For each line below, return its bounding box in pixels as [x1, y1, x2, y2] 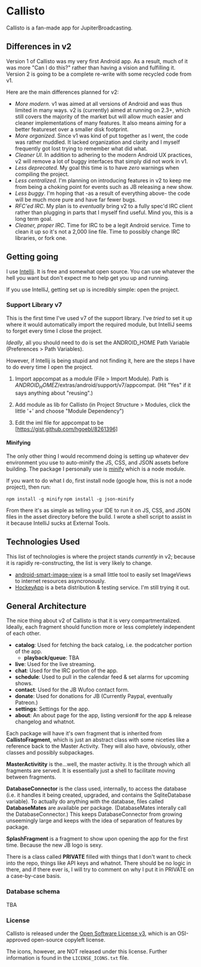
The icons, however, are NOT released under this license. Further [6, 948, 167, 955]
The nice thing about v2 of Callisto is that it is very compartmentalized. [6, 617, 181, 624]
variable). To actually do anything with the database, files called [6, 798, 164, 805]
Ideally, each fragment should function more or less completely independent [6, 623, 195, 631]
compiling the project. [14, 170, 70, 178]
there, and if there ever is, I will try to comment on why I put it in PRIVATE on [6, 866, 194, 873]
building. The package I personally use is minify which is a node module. [6, 465, 186, 472]
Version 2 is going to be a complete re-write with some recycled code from [6, 70, 192, 78]
